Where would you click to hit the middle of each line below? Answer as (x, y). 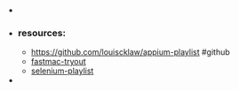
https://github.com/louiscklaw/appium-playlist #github (131, 52)
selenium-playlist (62, 71)
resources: (42, 33)
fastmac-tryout (58, 62)
